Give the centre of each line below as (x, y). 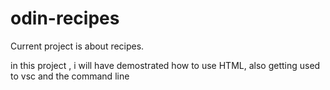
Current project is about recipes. (77, 46)
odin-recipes (65, 18)
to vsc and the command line (70, 76)
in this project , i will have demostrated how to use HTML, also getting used (165, 65)
